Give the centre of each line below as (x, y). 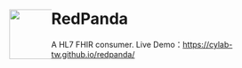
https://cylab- (207, 44)
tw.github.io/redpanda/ (93, 54)
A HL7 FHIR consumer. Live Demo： (117, 44)
